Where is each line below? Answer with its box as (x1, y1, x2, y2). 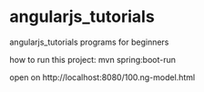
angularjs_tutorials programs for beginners (9, 36, 169, 47)
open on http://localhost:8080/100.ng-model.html (9, 71, 196, 83)
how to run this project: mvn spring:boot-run (9, 54, 176, 65)
